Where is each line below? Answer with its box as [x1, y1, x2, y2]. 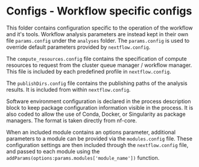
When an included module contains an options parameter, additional [6, 128, 176, 136]
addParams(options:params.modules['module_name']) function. [6, 154, 160, 161]
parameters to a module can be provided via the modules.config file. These [6, 134, 193, 142]
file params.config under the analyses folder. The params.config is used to [6, 37, 190, 44]
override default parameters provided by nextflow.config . [6, 43, 151, 51]
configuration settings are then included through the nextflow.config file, [6, 141, 189, 148]
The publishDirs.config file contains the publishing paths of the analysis [6, 80, 188, 87]
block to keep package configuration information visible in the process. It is [6, 104, 194, 111]
